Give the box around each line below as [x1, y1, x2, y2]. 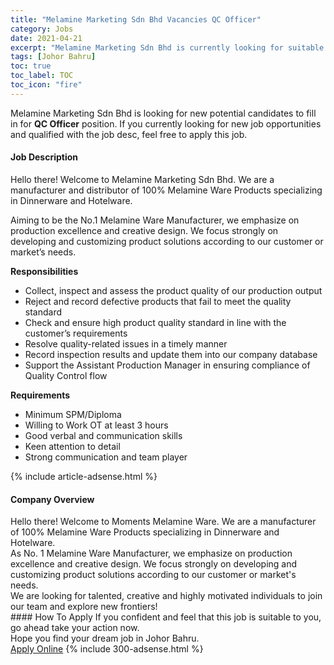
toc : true [10, 61, 52, 71]
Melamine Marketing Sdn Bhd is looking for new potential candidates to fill [10, 107, 317, 119]
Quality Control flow [24, 369, 108, 381]
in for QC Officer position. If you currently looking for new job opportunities [10, 117, 322, 130]
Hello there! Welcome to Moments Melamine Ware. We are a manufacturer [10, 516, 317, 528]
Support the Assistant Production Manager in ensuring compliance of [24, 359, 311, 371]
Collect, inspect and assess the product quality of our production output [24, 284, 323, 296]
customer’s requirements [24, 327, 128, 339]
